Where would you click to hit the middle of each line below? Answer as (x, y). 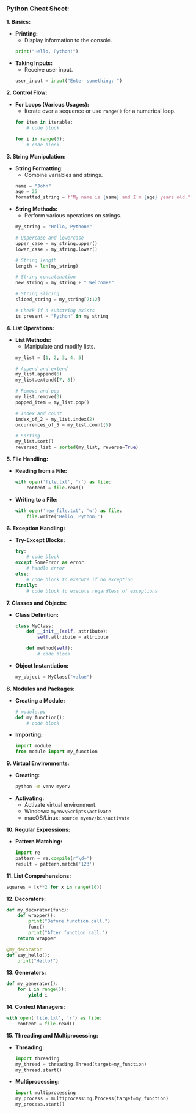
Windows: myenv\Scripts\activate (68, 811)
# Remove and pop (37, 391)
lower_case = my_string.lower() (56, 249)
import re (28, 853)
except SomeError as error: (51, 563)
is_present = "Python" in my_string (62, 316)
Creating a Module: (40, 700)
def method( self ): (50, 648)
